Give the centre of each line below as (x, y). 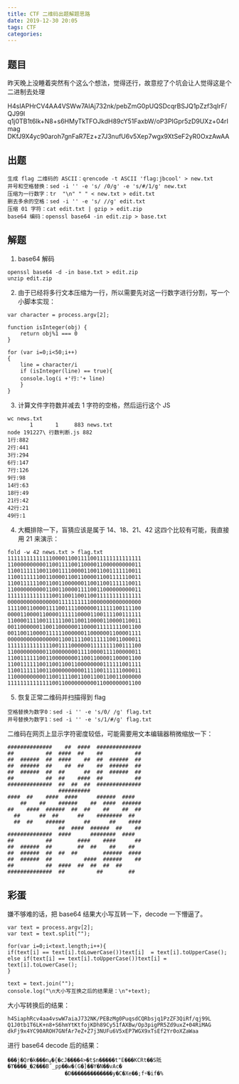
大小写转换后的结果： (38, 1005)
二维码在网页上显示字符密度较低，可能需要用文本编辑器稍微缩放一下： (110, 734)
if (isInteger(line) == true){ (67, 371)
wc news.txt (25, 418)
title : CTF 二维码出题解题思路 (49, 14)
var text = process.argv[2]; (51, 927)
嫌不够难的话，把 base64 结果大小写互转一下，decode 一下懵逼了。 (107, 914)
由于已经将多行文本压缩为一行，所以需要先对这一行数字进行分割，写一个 (123, 292)
